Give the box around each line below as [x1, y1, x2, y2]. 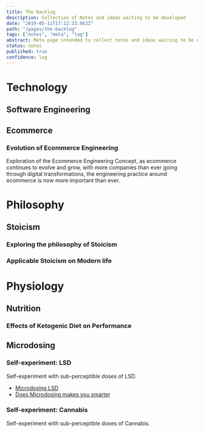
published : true [6, 49, 47, 55]
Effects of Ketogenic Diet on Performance [6, 321, 132, 330]
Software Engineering [6, 105, 91, 115]
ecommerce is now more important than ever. [6, 176, 120, 184]
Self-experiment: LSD [6, 358, 72, 367]
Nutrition [6, 303, 41, 313]
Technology [6, 80, 68, 94]
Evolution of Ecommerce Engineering [6, 144, 118, 152]
